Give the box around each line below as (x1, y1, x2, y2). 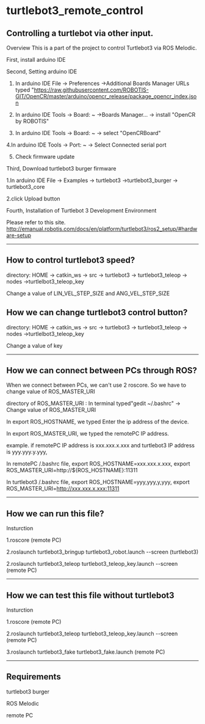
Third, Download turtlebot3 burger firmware (6, 165, 117, 172)
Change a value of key (6, 342, 63, 349)
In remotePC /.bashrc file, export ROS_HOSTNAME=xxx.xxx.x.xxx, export (6, 460, 190, 467)
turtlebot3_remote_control (6, 4, 143, 18)
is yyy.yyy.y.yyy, (6, 448, 48, 456)
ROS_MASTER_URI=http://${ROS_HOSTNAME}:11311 (6, 467, 138, 474)
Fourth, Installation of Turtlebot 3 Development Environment (6, 207, 157, 214)
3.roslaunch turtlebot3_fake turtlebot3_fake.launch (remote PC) (6, 648, 165, 656)
